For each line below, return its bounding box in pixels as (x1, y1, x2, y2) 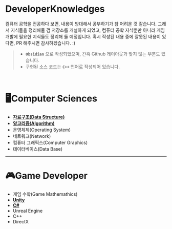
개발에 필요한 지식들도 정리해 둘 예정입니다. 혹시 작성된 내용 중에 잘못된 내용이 (5, 33, 161, 39)
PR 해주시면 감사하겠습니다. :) (16, 39, 76, 46)
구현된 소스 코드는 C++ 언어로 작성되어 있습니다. (25, 64, 120, 70)
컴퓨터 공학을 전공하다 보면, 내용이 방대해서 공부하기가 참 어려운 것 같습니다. (5, 20, 157, 27)
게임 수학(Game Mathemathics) (12, 191, 78, 197)
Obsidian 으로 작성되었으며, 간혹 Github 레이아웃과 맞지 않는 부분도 (25, 51, 160, 57)
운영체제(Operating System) (12, 127, 71, 133)
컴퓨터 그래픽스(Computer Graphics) (12, 139, 88, 145)
